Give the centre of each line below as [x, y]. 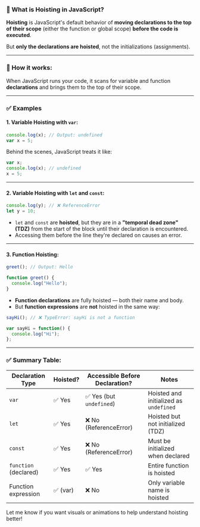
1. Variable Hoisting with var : [42, 122]
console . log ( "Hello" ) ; [40, 283]
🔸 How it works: [29, 68]
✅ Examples [24, 108]
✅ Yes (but [100, 396]
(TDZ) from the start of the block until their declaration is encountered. [101, 229]
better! [14, 519]
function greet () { [30, 278]
